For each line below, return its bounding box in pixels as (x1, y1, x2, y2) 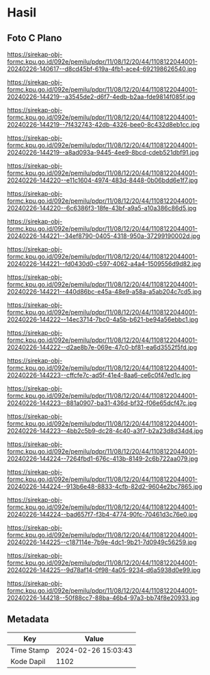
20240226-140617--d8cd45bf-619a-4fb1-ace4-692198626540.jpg (7, 65, 197, 73)
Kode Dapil (10, 656, 46, 666)
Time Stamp (10, 646, 50, 655)
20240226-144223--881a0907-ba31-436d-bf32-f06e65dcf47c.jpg (7, 399, 197, 407)
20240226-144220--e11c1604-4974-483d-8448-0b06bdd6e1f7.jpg (7, 176, 198, 184)
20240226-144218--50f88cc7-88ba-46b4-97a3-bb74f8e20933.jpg (7, 594, 200, 602)
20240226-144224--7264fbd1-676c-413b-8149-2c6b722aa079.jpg (7, 454, 198, 463)
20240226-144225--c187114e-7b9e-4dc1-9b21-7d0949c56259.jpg (7, 538, 197, 546)
